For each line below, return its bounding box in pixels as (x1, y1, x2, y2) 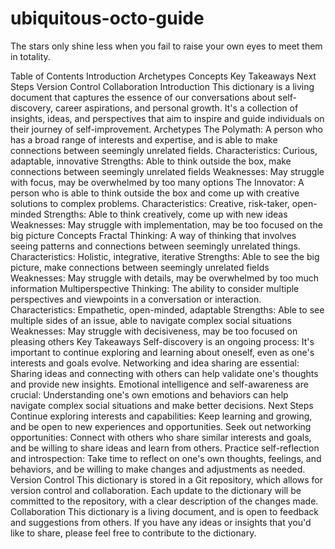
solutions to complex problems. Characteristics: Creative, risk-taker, (10, 197, 290, 209)
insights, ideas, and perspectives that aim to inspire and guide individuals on (10, 112, 325, 124)
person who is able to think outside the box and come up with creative (10, 187, 300, 199)
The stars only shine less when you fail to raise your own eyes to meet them (10, 40, 323, 52)
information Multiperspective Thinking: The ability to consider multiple (10, 282, 300, 294)
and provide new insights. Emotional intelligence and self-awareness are (10, 378, 309, 390)
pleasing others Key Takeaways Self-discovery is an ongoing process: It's (10, 335, 315, 347)
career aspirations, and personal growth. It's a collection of (54, 102, 299, 114)
